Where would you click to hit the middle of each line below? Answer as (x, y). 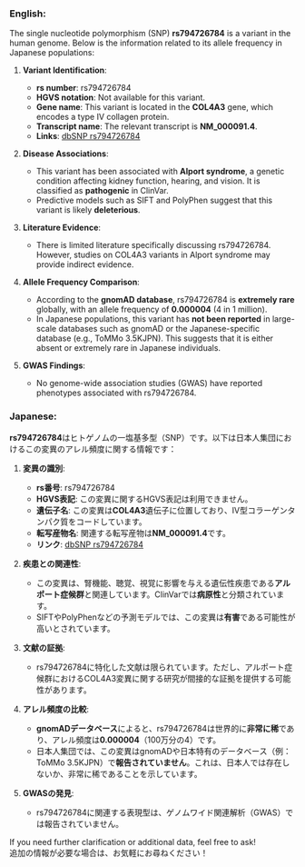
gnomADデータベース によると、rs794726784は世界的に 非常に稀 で (162, 728)
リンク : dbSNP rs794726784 (89, 544)
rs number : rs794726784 (84, 88)
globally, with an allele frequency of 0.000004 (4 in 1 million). (152, 309)
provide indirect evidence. (85, 264)
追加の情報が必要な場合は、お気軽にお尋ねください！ (109, 852)
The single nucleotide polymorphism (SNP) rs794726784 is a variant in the (150, 34)
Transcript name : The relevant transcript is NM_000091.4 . (147, 126)
